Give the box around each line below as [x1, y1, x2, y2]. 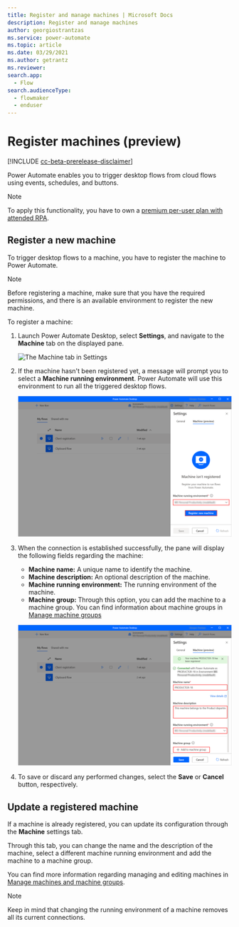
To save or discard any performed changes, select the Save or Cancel [17, 773, 224, 781]
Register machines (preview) [7, 133, 181, 150]
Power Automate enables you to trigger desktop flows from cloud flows [7, 171, 217, 180]
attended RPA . [7, 214, 50, 223]
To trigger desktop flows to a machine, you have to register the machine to [7, 253, 226, 262]
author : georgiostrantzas [7, 26, 84, 34]
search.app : [7, 71, 43, 78]
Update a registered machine [7, 801, 139, 813]
